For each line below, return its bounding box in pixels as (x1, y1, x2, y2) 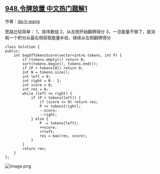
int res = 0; (22, 87, 49, 92)
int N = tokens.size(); (22, 70, 70, 75)
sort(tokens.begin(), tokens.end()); (22, 61, 98, 66)
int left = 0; (22, 74, 51, 79)
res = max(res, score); (39, 133, 88, 138)
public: (5, 48, 21, 53)
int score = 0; (22, 82, 53, 87)
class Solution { (5, 44, 40, 49)
